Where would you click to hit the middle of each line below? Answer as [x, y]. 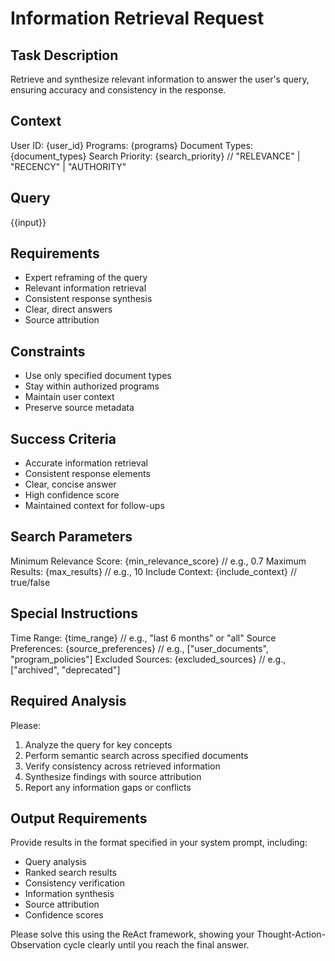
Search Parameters [71, 537]
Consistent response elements [87, 474]
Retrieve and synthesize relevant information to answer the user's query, [160, 79]
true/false [30, 582]
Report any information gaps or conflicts [108, 787]
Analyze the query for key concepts [98, 744]
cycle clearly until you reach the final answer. [156, 945]
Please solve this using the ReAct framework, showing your [132, 934]
